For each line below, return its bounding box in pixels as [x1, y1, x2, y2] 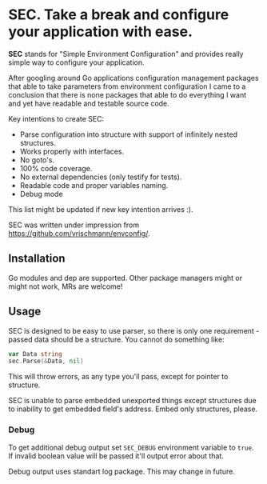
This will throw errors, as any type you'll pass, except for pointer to [8, 372, 229, 382]
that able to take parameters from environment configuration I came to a [8, 82, 246, 91]
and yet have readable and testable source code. [8, 98, 169, 108]
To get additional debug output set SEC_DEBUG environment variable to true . [8, 442, 254, 452]
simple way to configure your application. [8, 58, 145, 67]
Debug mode [19, 189, 63, 198]
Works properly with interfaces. [19, 146, 125, 156]
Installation [8, 252, 66, 266]
